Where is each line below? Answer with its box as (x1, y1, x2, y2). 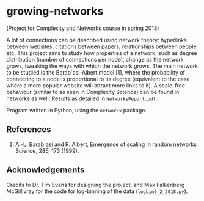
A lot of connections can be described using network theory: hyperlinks (6, 36, 188, 43)
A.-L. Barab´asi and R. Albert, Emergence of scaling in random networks (15, 141, 197, 148)
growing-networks (6, 4, 104, 18)
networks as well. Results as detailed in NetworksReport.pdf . (6, 95, 158, 102)
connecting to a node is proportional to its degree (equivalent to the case (6, 75, 190, 82)
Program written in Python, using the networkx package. (6, 106, 147, 114)
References (6, 124, 51, 135)
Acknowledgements (6, 165, 85, 175)
